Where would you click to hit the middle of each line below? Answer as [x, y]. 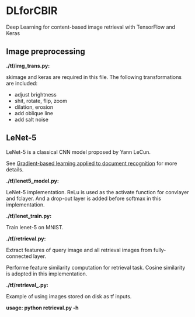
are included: [22, 83]
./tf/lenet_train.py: [29, 216]
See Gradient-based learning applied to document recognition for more [92, 163]
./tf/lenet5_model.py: [33, 181]
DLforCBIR [32, 11]
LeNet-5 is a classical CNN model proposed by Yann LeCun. [78, 152]
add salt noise [31, 119]
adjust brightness [35, 94]
